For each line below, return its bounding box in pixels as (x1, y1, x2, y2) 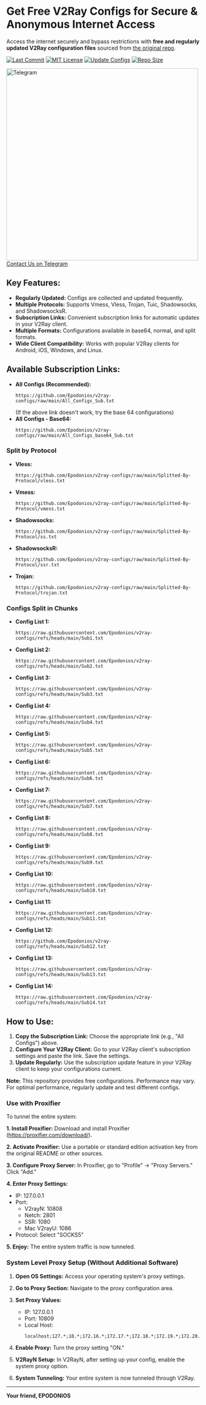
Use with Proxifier (6, 1098, 61, 1107)
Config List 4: (15, 702, 51, 710)
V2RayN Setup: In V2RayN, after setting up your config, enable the (15, 1356, 185, 1363)
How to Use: (6, 1016, 54, 1027)
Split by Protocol (6, 447, 57, 455)
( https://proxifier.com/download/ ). (6, 1132, 93, 1139)
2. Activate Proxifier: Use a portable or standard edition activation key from (6, 1143, 198, 1151)
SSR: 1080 (24, 1218, 51, 1226)
